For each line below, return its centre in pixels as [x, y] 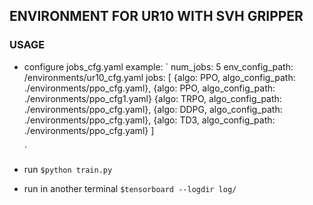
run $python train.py [68, 169]
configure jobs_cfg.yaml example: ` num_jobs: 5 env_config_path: [158, 66]
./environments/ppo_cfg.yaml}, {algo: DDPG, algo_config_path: [153, 109]
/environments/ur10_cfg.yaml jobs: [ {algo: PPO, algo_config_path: [159, 77]
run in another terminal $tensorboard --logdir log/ [130, 188]
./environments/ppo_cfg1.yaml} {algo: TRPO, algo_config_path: [152, 98]
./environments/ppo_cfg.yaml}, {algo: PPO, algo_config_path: [149, 88]
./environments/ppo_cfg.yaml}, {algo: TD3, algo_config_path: [149, 120]
